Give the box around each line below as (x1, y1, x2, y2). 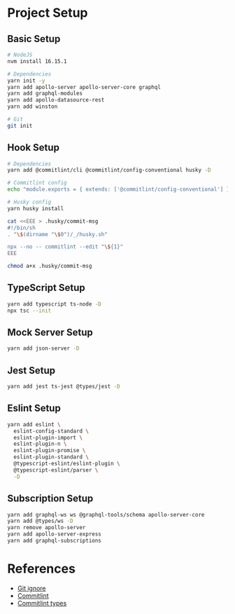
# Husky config (7, 198, 52, 206)
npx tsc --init (7, 307, 52, 314)
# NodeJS (7, 51, 33, 58)
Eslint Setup (7, 402, 61, 414)
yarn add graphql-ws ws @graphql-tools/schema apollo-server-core (7, 511, 205, 518)
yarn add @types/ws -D (7, 517, 73, 525)
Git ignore (17, 584, 46, 592)
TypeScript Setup (7, 282, 85, 294)
